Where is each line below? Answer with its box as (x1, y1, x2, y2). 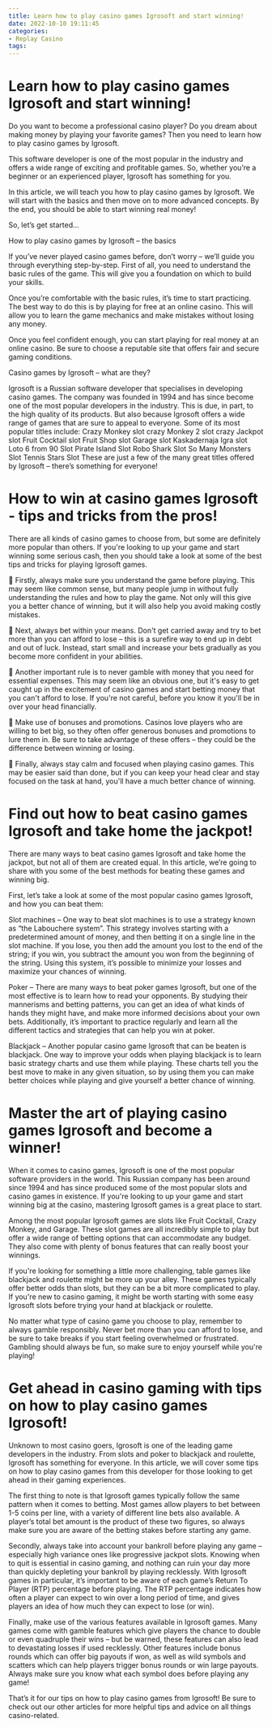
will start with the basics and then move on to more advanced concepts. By (8, 196, 260, 205)
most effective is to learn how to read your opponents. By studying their (8, 991, 249, 1000)
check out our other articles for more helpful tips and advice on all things (8, 1702, 252, 1712)
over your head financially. (8, 702, 97, 711)
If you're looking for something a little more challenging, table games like (8, 1266, 251, 1276)
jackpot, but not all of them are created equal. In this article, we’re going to (8, 857, 257, 867)
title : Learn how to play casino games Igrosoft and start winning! (8, 11, 244, 20)
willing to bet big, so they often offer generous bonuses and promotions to (8, 726, 257, 736)
